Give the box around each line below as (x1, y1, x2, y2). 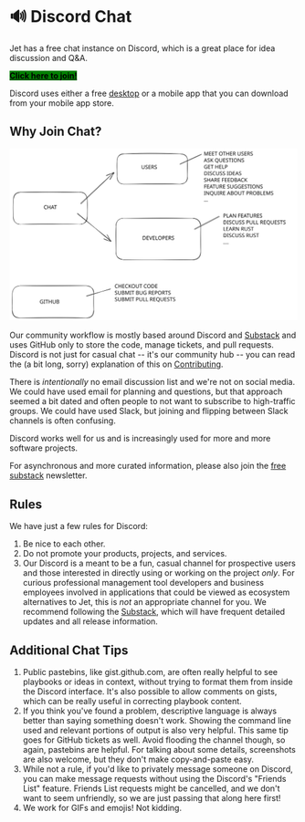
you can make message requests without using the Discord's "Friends (22, 774, 287, 785)
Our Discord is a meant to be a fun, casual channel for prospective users (22, 557, 297, 569)
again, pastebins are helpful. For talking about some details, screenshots (22, 744, 297, 755)
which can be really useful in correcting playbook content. (22, 696, 242, 707)
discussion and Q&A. (9, 52, 89, 63)
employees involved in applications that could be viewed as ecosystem (22, 587, 290, 598)
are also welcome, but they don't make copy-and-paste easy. (22, 754, 254, 765)
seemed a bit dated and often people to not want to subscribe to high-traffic (9, 396, 296, 407)
